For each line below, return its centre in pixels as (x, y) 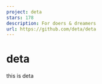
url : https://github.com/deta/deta (51, 29)
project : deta (24, 12)
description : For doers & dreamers (51, 23)
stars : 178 (20, 18)
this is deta (20, 76)
